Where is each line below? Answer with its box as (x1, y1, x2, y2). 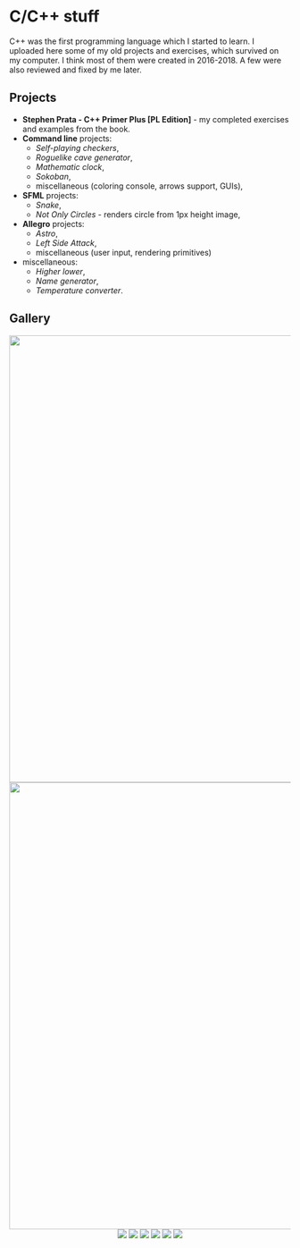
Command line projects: (21, 132, 112, 144)
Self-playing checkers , (35, 142, 120, 153)
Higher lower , (35, 266, 86, 276)
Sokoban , (35, 171, 71, 181)
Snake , (35, 199, 62, 210)
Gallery (9, 311, 51, 326)
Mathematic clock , (35, 161, 105, 172)
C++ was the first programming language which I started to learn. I (9, 36, 254, 46)
